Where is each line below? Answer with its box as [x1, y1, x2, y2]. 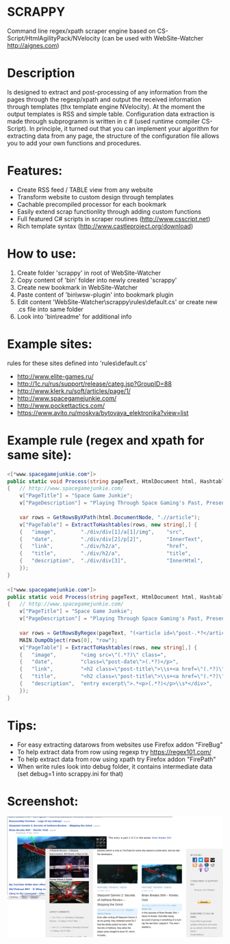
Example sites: [7, 336, 92, 351]
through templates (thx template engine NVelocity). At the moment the [7, 102, 205, 110]
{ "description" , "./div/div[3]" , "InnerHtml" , [19, 558, 204, 564]
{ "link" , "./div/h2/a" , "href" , [19, 543, 188, 550]
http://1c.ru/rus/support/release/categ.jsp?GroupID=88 [16, 380, 172, 388]
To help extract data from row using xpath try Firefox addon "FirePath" [16, 755, 216, 763]
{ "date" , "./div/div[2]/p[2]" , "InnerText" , [19, 536, 204, 543]
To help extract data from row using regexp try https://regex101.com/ [16, 747, 212, 756]
